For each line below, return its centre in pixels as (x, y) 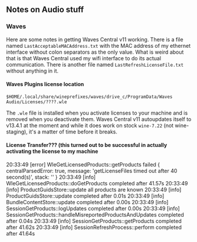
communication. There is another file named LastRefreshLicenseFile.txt (95, 64)
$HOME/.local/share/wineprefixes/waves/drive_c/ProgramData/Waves (89, 97)
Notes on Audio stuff (45, 10)
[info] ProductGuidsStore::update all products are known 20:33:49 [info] (94, 190)
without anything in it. (32, 71)
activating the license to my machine (52, 151)
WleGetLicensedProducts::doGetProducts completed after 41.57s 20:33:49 (97, 184)
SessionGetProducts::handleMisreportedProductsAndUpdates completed (95, 215)
